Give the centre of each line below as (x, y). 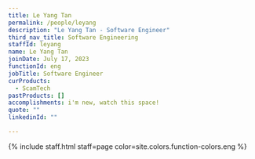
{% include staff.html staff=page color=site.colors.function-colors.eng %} (127, 146)
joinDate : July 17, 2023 (49, 60)
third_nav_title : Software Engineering (73, 37)
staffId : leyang (35, 45)
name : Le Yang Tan (38, 52)
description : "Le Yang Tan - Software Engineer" (89, 30)
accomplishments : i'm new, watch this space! (84, 103)
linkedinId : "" (33, 117)
